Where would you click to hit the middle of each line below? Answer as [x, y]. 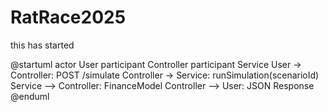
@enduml [30, 96]
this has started [42, 45]
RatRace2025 [68, 17]
